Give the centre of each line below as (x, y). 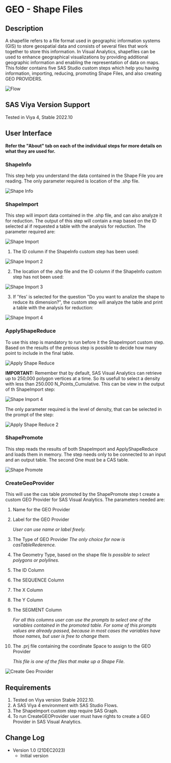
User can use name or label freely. (49, 530)
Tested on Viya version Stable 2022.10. (54, 700)
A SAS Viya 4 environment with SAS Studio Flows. (65, 705)
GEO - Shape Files (44, 9)
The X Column (28, 590)
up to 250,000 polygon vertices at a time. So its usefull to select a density (83, 378)
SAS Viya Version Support (48, 105)
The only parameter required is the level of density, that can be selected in (83, 409)
